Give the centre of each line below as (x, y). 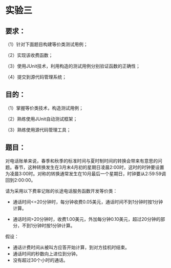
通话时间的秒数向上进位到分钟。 (46, 254)
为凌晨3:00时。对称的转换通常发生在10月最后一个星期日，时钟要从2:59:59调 (86, 173)
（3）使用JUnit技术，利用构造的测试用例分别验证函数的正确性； (73, 66)
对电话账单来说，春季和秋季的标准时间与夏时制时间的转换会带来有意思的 (81, 161)
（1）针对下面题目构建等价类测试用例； (47, 44)
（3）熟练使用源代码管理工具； (38, 130)
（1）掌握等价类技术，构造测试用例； (44, 108)
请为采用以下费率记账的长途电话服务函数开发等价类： (61, 191)
